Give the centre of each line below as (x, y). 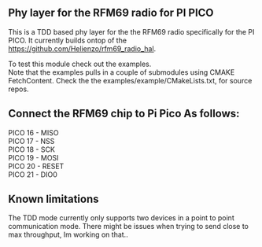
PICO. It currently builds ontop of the (68, 40)
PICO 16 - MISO (33, 132)
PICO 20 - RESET (36, 166)
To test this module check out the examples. (80, 64)
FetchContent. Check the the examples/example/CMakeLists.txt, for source (130, 80)
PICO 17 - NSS (31, 141)
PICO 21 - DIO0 (33, 174)
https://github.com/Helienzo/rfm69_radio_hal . (82, 48)
